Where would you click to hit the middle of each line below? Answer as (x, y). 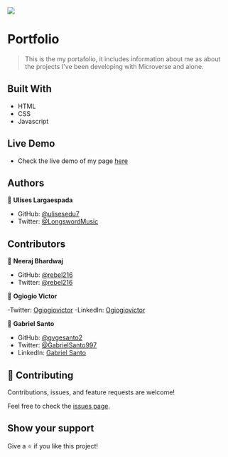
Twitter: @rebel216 (45, 283)
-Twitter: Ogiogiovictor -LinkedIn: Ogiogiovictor (76, 310)
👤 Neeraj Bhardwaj (36, 261)
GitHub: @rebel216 (45, 275)
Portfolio (33, 40)
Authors (26, 183)
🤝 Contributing (40, 375)
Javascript (33, 121)
